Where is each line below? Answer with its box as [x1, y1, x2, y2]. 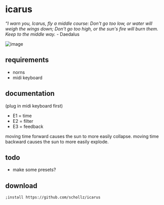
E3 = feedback [12, 123, 44, 129]
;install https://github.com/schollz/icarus [5, 195, 101, 200]
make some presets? [12, 166, 56, 173]
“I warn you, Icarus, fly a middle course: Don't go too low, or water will [5, 20, 153, 26]
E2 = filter [12, 118, 33, 124]
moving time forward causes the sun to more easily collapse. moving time [5, 133, 159, 139]
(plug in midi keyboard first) [5, 102, 63, 109]
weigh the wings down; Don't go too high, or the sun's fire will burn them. [5, 25, 158, 31]
